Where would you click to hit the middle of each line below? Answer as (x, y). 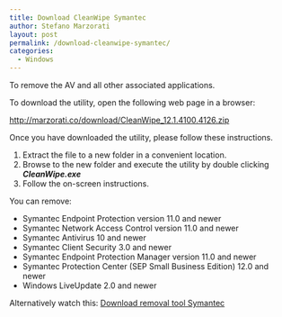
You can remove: (40, 201)
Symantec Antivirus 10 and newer (84, 238)
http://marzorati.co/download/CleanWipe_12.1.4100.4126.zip (119, 120)
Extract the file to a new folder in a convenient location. (124, 155)
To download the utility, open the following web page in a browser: (132, 103)
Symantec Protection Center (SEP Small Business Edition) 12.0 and (145, 266)
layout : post (34, 34)
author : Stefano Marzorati (60, 26)
